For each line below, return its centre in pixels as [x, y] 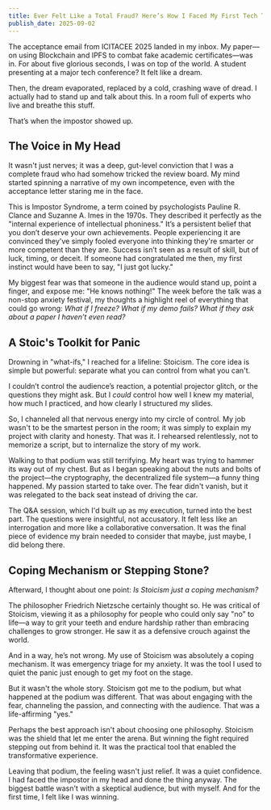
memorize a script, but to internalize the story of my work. [105, 445]
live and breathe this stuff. [52, 105]
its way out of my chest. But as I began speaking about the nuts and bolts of [135, 469]
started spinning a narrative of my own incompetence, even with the [122, 183]
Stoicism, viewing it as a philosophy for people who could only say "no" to [131, 614]
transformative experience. [53, 755]
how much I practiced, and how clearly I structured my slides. [111, 403]
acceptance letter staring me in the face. [76, 192]
